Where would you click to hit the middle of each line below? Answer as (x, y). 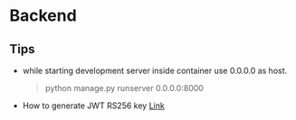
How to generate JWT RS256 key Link (93, 106)
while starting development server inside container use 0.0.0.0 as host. (155, 70)
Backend (43, 16)
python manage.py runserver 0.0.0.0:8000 (124, 88)
